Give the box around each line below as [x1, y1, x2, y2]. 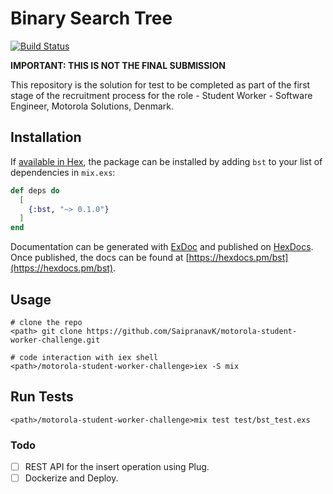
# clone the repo [10, 317, 83, 327]
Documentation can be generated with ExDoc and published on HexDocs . [10, 241, 314, 253]
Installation [10, 129, 82, 146]
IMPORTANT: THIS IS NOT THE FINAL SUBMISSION [10, 59, 226, 71]
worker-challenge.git [10, 335, 101, 345]
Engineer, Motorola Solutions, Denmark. [10, 100, 175, 112]
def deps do [10, 185, 60, 196]
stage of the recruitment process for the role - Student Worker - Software [10, 89, 313, 101]
